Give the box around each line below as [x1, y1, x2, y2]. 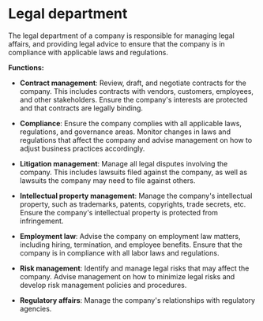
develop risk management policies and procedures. [19, 280, 187, 289]
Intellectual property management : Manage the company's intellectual [19, 191, 253, 200]
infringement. [19, 216, 64, 226]
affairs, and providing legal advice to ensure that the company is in [8, 39, 225, 48]
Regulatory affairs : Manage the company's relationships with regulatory [19, 295, 255, 304]
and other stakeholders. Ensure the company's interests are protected [19, 95, 248, 104]
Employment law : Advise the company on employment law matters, [19, 231, 241, 241]
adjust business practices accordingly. [19, 144, 145, 153]
